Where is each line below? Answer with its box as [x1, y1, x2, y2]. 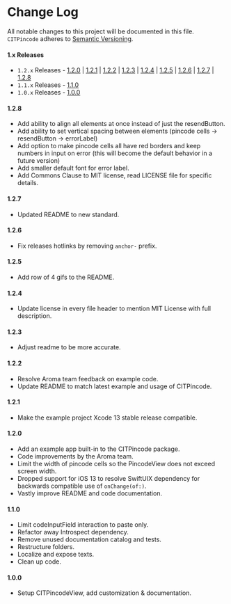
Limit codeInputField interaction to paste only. [17, 520, 149, 529]
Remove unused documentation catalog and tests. [17, 535, 162, 543]
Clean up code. [17, 557, 61, 566]
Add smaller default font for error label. [17, 164, 130, 173]
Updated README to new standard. [17, 210, 120, 218]
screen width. [17, 467, 57, 475]
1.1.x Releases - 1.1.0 [17, 81, 79, 89]
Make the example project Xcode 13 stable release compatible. [17, 413, 198, 422]
